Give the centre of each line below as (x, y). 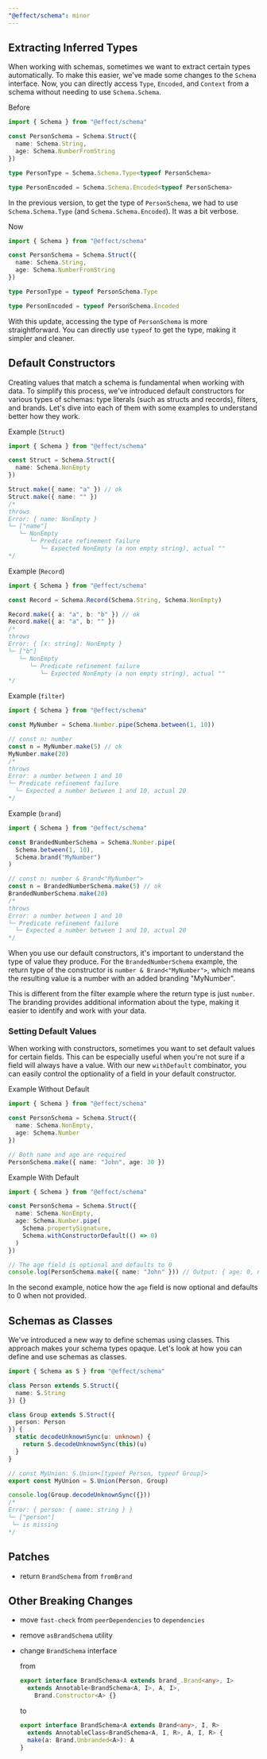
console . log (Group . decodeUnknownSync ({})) (79, 1495)
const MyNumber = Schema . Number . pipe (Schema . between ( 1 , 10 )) (112, 725)
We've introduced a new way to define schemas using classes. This (119, 1340)
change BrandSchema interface (68, 1651)
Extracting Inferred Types (73, 48)
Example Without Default (49, 1089)
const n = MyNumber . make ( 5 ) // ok (66, 746)
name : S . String (41, 1393)
